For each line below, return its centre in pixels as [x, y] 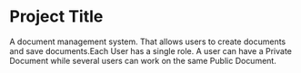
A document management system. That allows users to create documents [148, 41]
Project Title [56, 17]
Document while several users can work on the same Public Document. [143, 60]
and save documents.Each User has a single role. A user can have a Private [151, 50]
